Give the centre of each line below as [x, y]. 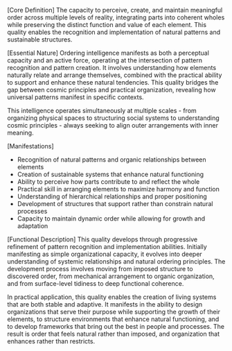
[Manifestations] [30, 146]
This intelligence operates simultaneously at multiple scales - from [102, 111]
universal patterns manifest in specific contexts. [75, 97]
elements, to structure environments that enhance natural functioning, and [113, 319]
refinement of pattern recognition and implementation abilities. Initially [107, 247]
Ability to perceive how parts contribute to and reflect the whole [108, 182]
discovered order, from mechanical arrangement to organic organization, [111, 276]
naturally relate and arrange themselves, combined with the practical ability [115, 75]
